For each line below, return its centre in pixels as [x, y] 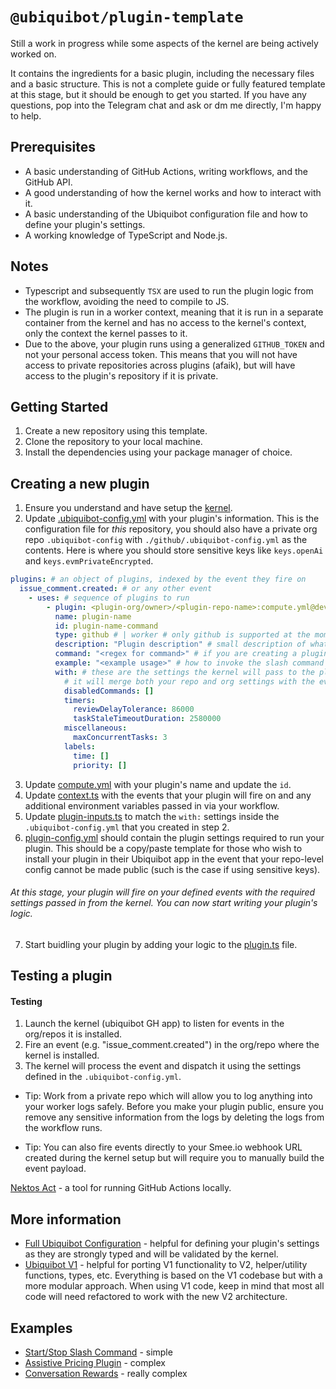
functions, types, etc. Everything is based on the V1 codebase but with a [173, 1275]
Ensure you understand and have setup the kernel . [128, 508]
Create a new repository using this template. [116, 431]
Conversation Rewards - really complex [106, 1373]
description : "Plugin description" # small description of [180, 644]
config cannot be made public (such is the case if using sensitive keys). [172, 869]
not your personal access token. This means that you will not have [161, 354]
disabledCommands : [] [109, 691]
